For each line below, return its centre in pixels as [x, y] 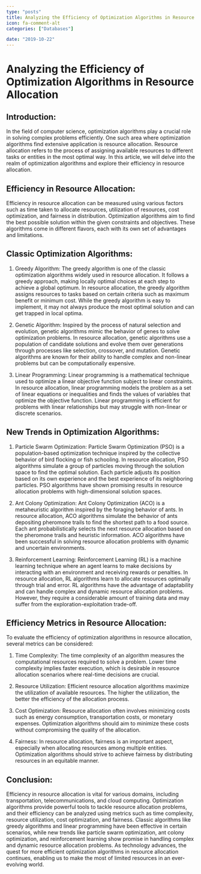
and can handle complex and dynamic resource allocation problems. [99, 591]
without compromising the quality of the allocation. [78, 730]
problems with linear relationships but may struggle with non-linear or [101, 407]
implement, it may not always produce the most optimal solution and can [105, 307]
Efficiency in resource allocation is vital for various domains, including [92, 794]
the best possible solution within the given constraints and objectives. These [101, 222]
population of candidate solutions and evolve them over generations [99, 344]
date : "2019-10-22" [31, 40]
